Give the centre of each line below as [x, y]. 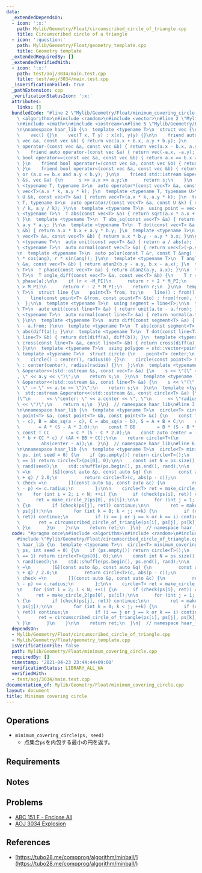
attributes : [27, 101]
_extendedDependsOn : [37, 17]
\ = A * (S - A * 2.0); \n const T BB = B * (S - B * [106, 427]
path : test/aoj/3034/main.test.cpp [62, 74]
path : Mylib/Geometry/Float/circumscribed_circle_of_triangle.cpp [102, 29]
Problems [25, 803]
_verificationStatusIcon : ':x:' [52, 96]
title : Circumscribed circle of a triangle [72, 34]
